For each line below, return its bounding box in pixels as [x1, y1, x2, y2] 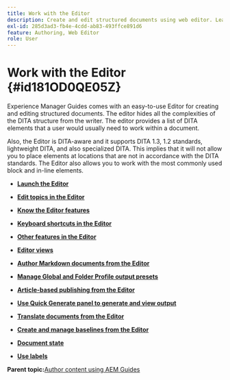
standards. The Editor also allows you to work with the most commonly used [7, 159, 222, 168]
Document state [16, 339, 64, 347]
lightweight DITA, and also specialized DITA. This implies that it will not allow [7, 144, 222, 153]
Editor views [16, 246, 53, 254]
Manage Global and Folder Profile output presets [16, 273, 159, 281]
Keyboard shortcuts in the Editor [16, 220, 112, 228]
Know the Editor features [16, 206, 90, 214]
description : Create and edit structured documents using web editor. [7, 16, 213, 23]
